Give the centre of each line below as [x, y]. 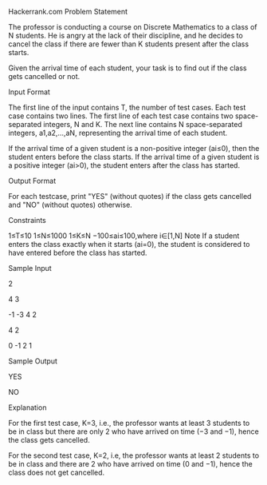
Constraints [27, 220]
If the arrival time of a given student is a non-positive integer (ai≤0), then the [134, 148]
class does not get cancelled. [57, 472]
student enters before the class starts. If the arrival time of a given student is [134, 157]
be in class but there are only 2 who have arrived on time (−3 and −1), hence [133, 431]
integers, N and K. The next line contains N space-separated [143, 124]
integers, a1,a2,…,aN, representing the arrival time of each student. [118, 133]
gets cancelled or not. [44, 76]
